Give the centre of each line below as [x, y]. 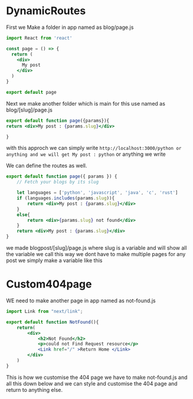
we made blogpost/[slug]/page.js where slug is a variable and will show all [97, 248]
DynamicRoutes [46, 11]
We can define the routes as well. [47, 166]
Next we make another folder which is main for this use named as [86, 103]
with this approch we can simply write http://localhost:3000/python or [94, 148]
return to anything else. [35, 390]
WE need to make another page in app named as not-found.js [81, 300]
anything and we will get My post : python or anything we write [86, 154]
